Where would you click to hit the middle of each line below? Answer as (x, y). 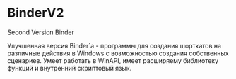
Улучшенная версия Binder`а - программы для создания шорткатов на (114, 45)
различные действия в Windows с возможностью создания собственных (118, 53)
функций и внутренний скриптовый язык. (70, 68)
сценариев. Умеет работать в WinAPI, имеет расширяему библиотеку (113, 60)
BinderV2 (36, 13)
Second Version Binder (41, 32)
